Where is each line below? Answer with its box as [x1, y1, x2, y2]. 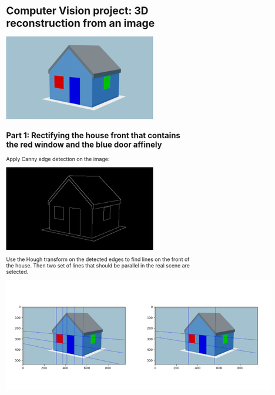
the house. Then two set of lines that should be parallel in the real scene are [6, 262, 190, 269]
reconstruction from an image [6, 16, 155, 30]
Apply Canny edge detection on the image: [6, 155, 110, 162]
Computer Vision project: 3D [6, 4, 149, 18]
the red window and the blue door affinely [6, 140, 163, 150]
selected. [6, 268, 29, 275]
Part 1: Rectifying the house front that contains [6, 130, 181, 140]
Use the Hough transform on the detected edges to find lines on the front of [6, 256, 190, 263]
